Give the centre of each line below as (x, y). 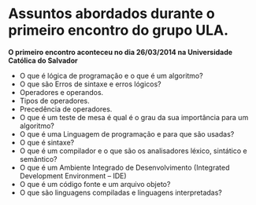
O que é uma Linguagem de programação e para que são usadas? (127, 134)
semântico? (38, 159)
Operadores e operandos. (61, 92)
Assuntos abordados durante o (111, 14)
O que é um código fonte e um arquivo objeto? (95, 184)
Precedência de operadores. (66, 109)
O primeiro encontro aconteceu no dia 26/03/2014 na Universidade (121, 52)
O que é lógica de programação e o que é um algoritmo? (111, 75)
